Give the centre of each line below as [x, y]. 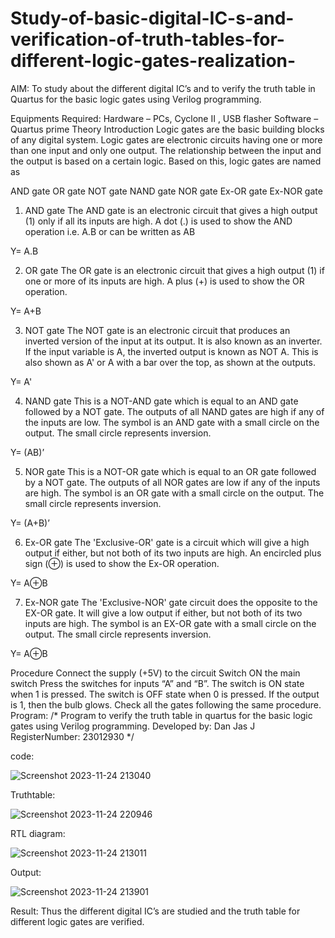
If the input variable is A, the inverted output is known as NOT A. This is [171, 351]
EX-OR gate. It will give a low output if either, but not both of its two [163, 613]
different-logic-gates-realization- [153, 61]
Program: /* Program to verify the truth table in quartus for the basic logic [161, 715]
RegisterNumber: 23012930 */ [72, 736]
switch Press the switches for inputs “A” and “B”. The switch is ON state [157, 683]
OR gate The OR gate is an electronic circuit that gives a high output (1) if [174, 270]
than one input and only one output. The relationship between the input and [166, 150]
